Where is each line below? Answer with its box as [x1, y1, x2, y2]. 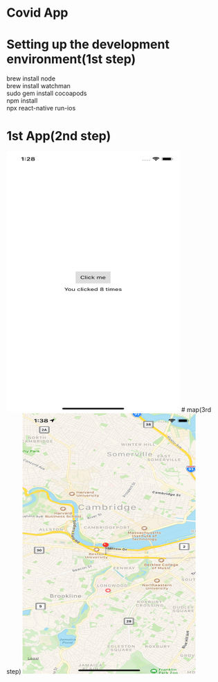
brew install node [6, 74, 56, 83]
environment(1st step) [6, 51, 136, 67]
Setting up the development [6, 37, 170, 53]
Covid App [6, 5, 69, 21]
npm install [6, 97, 38, 105]
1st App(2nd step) [6, 128, 111, 144]
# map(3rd [181, 406, 212, 414]
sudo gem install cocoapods [6, 89, 87, 98]
